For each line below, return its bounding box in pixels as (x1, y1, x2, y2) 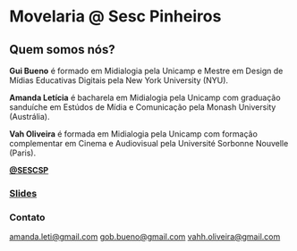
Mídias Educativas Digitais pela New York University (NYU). (9, 75, 229, 86)
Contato (9, 211, 46, 223)
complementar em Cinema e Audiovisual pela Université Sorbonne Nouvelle (9, 138, 289, 148)
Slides (9, 187, 38, 199)
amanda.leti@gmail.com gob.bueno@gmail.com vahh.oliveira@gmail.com (9, 231, 281, 242)
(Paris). (9, 147, 37, 158)
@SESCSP (9, 165, 49, 175)
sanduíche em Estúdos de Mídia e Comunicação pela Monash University (9, 102, 276, 113)
